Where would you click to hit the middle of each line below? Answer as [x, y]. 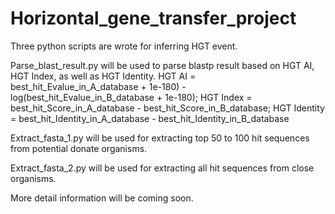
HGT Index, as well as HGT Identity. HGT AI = [103, 76]
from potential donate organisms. [79, 148]
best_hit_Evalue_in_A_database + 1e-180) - [98, 86]
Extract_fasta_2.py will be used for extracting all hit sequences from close [162, 168]
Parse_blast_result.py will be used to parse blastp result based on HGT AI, [162, 65]
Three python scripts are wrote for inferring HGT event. [124, 46]
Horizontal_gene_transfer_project [153, 18]
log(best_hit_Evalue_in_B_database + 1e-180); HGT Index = [131, 97]
